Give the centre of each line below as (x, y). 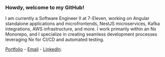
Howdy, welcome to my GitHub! (45, 7)
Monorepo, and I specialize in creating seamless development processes (81, 34)
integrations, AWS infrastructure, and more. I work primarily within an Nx (81, 29)
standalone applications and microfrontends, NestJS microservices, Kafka (83, 23)
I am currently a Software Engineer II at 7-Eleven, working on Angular (77, 18)
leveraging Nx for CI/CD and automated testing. (55, 39)
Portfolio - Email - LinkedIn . (34, 49)
